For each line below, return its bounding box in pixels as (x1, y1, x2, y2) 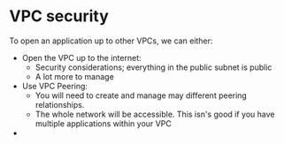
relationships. (35, 99, 85, 110)
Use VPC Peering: (21, 80, 88, 91)
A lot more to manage (35, 71, 115, 81)
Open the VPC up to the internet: (21, 52, 142, 63)
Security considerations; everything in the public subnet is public (35, 62, 272, 72)
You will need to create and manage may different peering (35, 90, 248, 101)
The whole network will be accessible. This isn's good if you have (35, 109, 275, 119)
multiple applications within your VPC (35, 117, 173, 129)
